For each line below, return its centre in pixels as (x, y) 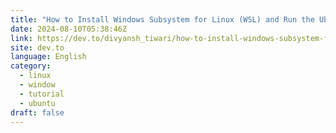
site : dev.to (37, 47)
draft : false (37, 112)
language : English (48, 57)
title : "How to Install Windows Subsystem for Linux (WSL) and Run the (162, 19)
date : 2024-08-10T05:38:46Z (69, 29)
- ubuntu (37, 103)
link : (21, 38)
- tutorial (42, 94)
